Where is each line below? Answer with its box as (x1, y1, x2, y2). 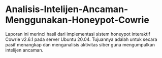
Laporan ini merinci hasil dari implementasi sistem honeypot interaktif (5, 31, 151, 37)
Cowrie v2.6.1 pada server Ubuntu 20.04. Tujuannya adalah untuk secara (5, 36, 157, 42)
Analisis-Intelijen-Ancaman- (5, 4, 128, 15)
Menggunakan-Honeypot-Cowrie (5, 14, 150, 26)
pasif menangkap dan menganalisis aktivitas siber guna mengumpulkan (5, 41, 155, 47)
